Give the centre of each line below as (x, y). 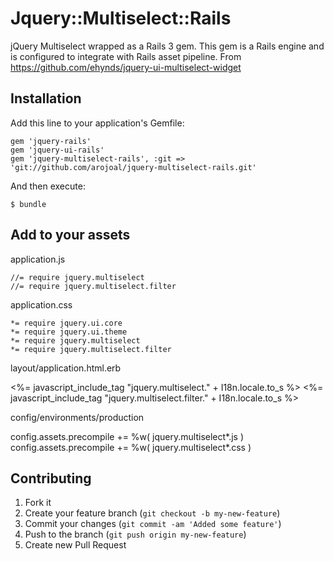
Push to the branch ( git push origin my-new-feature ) (135, 534)
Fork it (38, 503)
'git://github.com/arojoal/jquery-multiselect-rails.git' (133, 167)
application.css (41, 304)
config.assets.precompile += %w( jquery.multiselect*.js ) (127, 436)
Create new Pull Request (75, 545)
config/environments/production (77, 417)
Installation (46, 98)
